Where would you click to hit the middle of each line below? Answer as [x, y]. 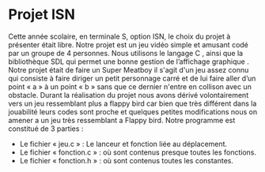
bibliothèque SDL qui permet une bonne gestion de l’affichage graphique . [129, 62]
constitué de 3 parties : [46, 129]
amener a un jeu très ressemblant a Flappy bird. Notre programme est [122, 120]
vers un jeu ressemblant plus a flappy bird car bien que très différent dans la [132, 103]
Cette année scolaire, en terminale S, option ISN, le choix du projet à [119, 36]
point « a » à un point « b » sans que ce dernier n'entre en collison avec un [130, 86]
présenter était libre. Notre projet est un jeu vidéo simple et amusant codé [129, 44]
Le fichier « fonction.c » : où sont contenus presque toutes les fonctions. [138, 152]
